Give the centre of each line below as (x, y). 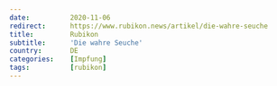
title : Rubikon (54, 34)
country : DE (44, 51)
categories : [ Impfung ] (58, 59)
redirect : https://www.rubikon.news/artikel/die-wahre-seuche (139, 26)
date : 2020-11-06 (60, 17)
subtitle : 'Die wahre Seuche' (76, 43)
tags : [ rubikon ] (58, 68)
